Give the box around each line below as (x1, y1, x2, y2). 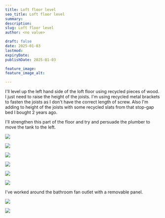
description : (5, 21, 32, 26)
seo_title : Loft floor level (5, 12, 65, 17)
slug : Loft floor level (5, 26, 54, 31)
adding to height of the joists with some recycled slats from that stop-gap (5, 104, 154, 110)
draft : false (5, 39, 32, 44)
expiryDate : (5, 53, 30, 58)
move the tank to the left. (5, 124, 56, 130)
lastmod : (5, 48, 23, 53)
